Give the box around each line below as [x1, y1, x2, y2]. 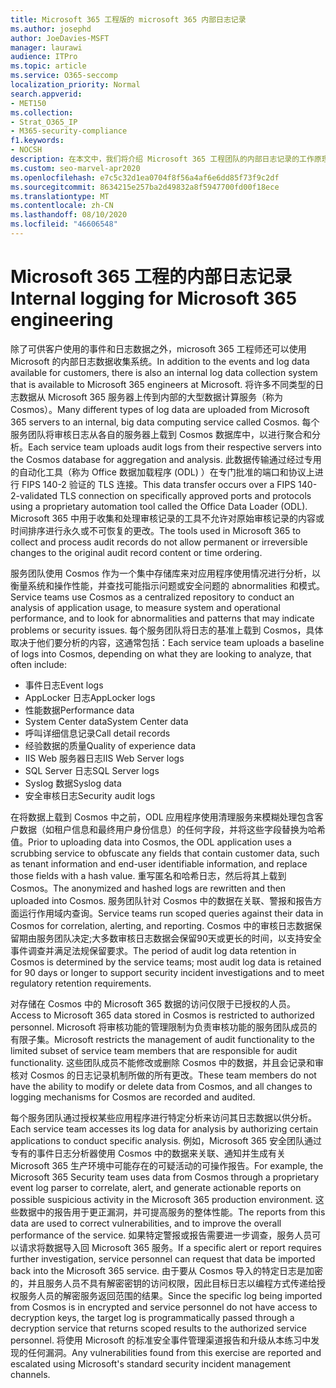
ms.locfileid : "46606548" [10, 219, 118, 230]
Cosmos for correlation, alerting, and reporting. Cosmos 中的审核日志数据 [10, 919, 314, 931]
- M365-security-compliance [10, 126, 128, 136]
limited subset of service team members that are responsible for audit [10, 1044, 298, 1056]
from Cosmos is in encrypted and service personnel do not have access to [10, 1301, 318, 1313]
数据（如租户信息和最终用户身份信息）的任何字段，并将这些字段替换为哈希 [18, 823, 326, 835]
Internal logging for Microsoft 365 [10, 287, 298, 310]
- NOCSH [10, 145, 43, 155]
